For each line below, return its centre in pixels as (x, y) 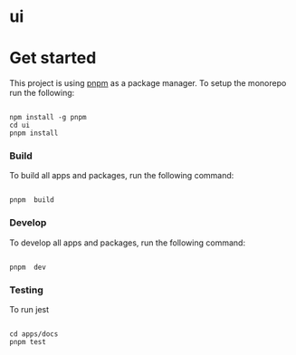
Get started (53, 58)
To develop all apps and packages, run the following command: (128, 243)
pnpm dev (28, 267)
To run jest (29, 310)
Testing (26, 290)
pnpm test (28, 342)
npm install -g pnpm (48, 118)
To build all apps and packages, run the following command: (122, 176)
